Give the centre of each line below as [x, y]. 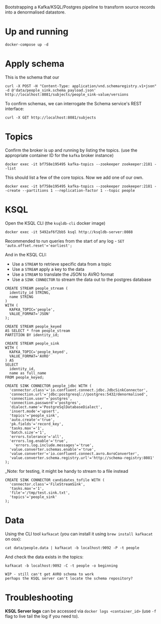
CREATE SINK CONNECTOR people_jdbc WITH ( [48, 386]
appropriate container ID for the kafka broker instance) [59, 155]
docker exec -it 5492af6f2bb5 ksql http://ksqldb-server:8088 [69, 232]
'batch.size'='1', [28, 432]
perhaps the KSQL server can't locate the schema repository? [69, 578]
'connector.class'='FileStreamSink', [47, 484]
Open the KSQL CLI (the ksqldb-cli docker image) [55, 223]
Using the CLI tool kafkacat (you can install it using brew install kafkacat [79, 534]
